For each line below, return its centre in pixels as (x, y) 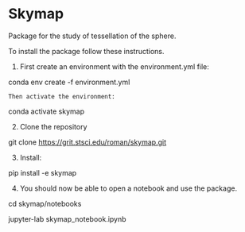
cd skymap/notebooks (45, 203)
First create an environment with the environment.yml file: (114, 66)
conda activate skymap (47, 111)
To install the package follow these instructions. (86, 51)
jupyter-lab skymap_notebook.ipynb (67, 218)
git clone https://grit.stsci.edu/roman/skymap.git (87, 142)
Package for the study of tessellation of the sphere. (92, 36)
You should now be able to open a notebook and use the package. (128, 188)
